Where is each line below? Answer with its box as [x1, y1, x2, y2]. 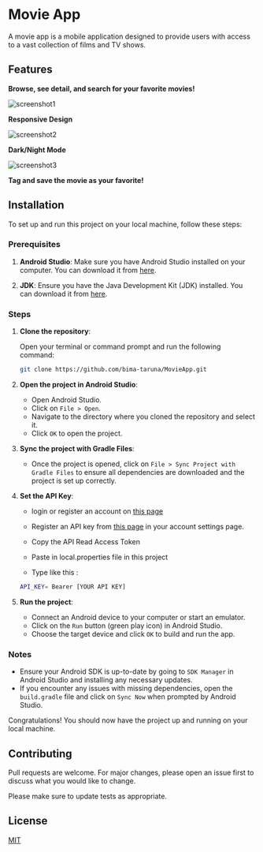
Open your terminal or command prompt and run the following [19, 342, 221, 352]
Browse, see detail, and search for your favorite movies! [8, 84, 195, 93]
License [8, 814, 48, 828]
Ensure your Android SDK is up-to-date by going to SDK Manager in [19, 667, 234, 676]
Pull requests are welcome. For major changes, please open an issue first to [8, 768, 254, 778]
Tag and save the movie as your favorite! [8, 175, 144, 185]
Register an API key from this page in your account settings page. [31, 522, 244, 532]
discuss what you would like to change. [8, 776, 136, 786]
